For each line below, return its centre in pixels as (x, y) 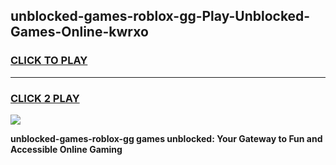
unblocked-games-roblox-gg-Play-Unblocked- (160, 16)
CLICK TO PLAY (49, 61)
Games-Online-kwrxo (79, 32)
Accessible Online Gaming (66, 149)
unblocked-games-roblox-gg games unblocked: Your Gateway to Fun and (166, 138)
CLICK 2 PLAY (45, 98)
